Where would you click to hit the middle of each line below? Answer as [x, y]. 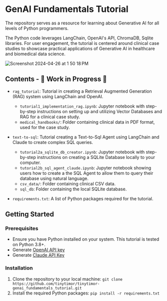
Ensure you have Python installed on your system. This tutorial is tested [86, 239]
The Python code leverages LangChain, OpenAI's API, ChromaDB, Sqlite [79, 38]
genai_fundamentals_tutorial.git [47, 288]
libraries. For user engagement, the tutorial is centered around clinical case [82, 43]
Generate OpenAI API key [39, 250]
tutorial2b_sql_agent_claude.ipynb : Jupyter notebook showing [85, 167]
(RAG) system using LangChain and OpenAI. [58, 96]
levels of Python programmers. [37, 28]
